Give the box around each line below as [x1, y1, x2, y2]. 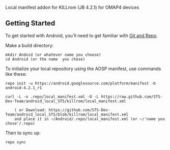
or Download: [18, 107, 47, 112]
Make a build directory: [5, 42, 54, 48]
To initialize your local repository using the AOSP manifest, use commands [5, 66, 161, 72]
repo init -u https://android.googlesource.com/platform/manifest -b [5, 81, 156, 86]
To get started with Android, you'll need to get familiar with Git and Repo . [5, 33, 158, 39]
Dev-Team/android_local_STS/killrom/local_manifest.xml [5, 99, 126, 104]
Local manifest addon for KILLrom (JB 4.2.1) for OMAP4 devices [5, 5, 139, 10]
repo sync [5, 139, 26, 144]
